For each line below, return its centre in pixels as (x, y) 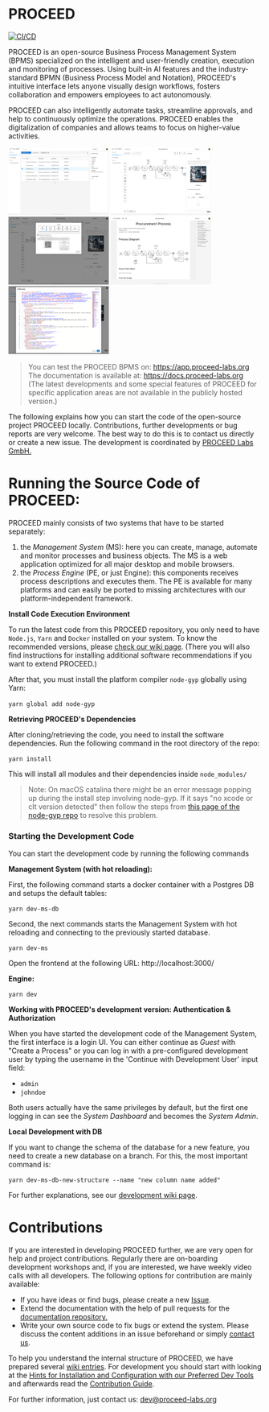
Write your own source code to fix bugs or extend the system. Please (134, 1325)
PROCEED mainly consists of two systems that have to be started (116, 522)
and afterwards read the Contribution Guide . (82, 1383)
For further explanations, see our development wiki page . (103, 1195)
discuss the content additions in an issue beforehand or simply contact (137, 1334)
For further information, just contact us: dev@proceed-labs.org (112, 1399)
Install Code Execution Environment (69, 613)
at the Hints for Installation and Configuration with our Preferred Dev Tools (131, 1375)
